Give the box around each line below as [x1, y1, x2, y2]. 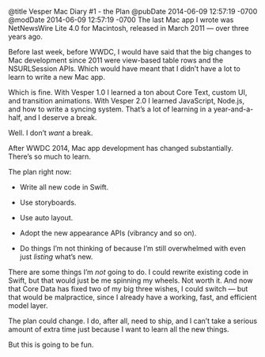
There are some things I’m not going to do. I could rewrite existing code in [8, 268, 249, 276]
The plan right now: [8, 167, 72, 176]
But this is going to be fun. [8, 340, 94, 349]
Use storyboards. [19, 197, 77, 207]
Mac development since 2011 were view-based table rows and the [8, 55, 224, 65]
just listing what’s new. [19, 252, 93, 261]
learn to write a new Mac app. [8, 73, 105, 81]
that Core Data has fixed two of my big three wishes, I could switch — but [8, 284, 248, 293]
